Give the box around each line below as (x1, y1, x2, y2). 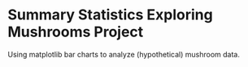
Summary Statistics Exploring (7, 6, 213, 24)
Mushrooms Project (7, 23, 144, 41)
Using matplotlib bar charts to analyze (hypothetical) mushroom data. (7, 49, 241, 59)
